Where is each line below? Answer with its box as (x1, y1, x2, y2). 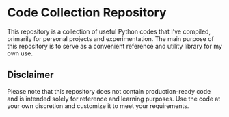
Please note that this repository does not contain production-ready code (7, 87, 211, 95)
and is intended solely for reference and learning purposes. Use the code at (7, 94, 221, 103)
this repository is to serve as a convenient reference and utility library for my (7, 42, 222, 50)
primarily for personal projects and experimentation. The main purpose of (7, 34, 214, 42)
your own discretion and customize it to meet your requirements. (7, 101, 189, 110)
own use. (7, 49, 33, 57)
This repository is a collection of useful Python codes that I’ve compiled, (7, 27, 211, 36)
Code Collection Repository (7, 5, 167, 21)
